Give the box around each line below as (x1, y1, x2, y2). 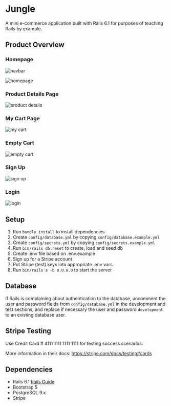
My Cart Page (5, 115, 40, 122)
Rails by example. (5, 25, 42, 31)
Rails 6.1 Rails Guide (12, 379, 55, 385)
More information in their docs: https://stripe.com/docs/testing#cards (5, 350, 152, 356)
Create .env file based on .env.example (12, 250, 96, 256)
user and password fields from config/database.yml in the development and (5, 301, 166, 307)
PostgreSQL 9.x (12, 390, 46, 396)
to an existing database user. (5, 311, 67, 318)
